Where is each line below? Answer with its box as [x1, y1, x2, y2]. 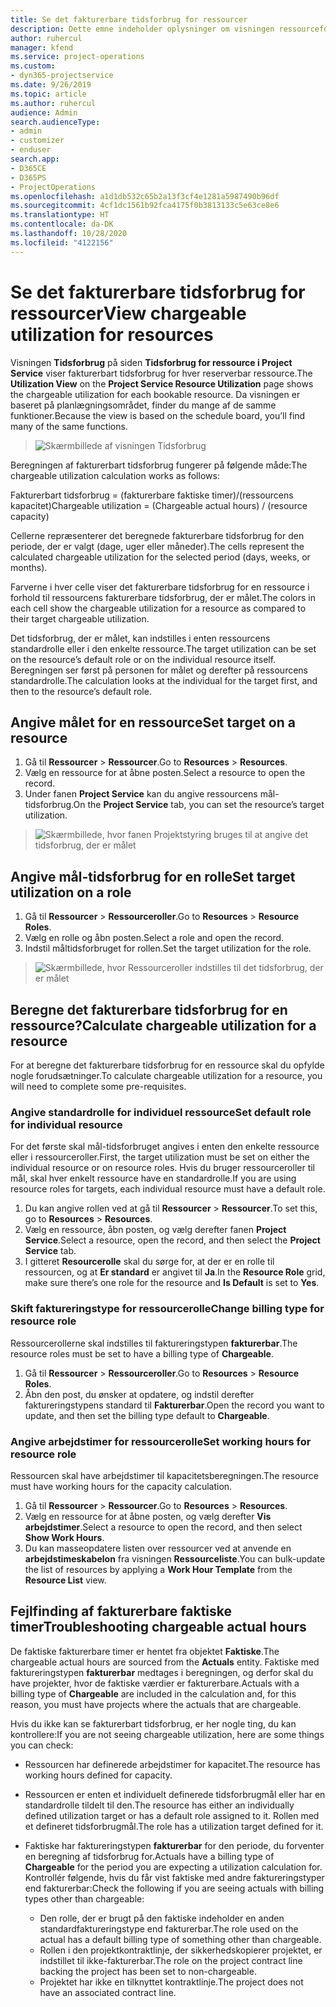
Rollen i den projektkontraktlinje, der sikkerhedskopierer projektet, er [39, 1944, 323, 1956]
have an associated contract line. [39, 1986, 177, 1998]
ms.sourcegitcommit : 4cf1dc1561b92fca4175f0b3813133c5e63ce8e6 [10, 201, 280, 211]
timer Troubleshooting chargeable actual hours [10, 1619, 307, 1636]
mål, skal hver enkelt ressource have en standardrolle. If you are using [10, 1172, 297, 1185]
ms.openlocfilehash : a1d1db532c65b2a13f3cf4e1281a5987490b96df [10, 191, 280, 201]
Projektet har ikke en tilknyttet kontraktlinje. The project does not [39, 1976, 304, 1988]
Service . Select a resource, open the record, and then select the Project [24, 1234, 321, 1246]
